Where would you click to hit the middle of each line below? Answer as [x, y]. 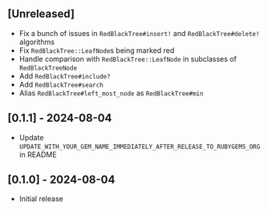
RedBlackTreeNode [48, 68]
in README [38, 154]
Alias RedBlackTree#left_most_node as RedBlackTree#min [111, 93]
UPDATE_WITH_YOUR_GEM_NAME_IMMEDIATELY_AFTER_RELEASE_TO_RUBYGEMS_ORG [140, 147]
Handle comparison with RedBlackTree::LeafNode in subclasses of [128, 59]
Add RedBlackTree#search [61, 84]
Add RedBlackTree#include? [65, 75]
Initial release [41, 199]
